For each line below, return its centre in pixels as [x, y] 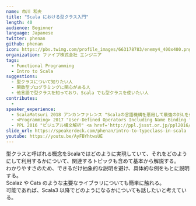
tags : [13, 60]
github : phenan [24, 44]
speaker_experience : [31, 109]
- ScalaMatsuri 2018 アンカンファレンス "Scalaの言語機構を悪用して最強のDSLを [100, 114]
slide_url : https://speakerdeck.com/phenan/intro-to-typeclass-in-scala [96, 131]
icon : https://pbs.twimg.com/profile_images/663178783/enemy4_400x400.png [99, 50]
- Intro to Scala [32, 71]
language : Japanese [30, 33]
